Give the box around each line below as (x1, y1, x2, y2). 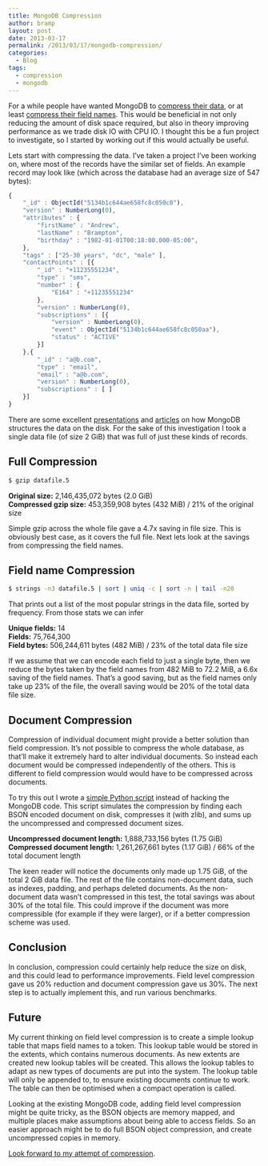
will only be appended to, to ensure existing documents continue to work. (8, 1075, 250, 1084)
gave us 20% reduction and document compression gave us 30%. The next (8, 979, 258, 989)
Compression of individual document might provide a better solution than (8, 735, 250, 744)
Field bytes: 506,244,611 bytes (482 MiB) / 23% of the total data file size (8, 641, 248, 650)
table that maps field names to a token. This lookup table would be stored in (8, 1040, 258, 1051)
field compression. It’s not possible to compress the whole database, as (8, 743, 245, 753)
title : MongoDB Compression (8, 11, 102, 20)
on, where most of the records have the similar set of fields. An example (8, 159, 246, 168)
